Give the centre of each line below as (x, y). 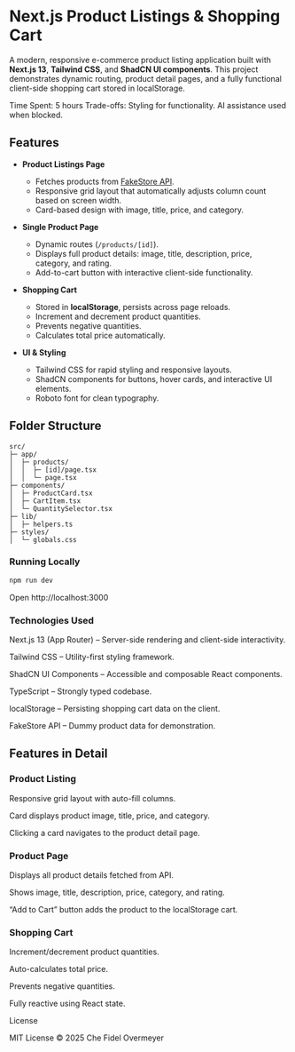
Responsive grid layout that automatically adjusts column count (151, 191)
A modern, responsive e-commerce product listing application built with (140, 60)
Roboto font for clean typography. (97, 398)
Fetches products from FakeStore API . (105, 181)
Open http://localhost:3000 (59, 597)
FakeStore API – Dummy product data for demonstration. (113, 726)
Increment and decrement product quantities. (118, 316)
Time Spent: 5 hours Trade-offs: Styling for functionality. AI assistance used (147, 105)
